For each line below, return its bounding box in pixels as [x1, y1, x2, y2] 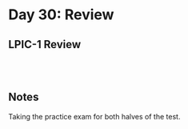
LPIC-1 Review [8, 38, 82, 51]
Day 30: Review [8, 6, 114, 24]
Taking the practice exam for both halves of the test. [8, 111, 181, 121]
